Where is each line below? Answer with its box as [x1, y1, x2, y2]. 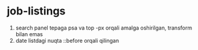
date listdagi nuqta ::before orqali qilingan [15, 37, 120, 44]
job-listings [7, 4, 66, 18]
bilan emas [15, 30, 43, 37]
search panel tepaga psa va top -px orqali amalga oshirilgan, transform [15, 24, 193, 31]
